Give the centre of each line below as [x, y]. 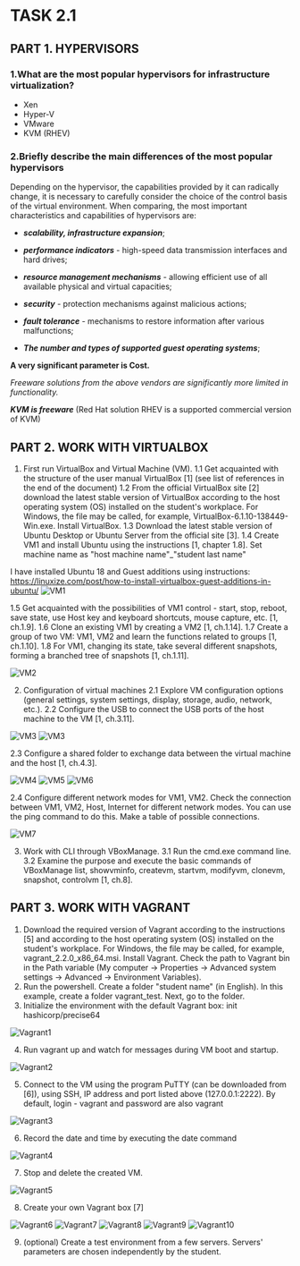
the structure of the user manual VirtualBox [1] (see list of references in [154, 478]
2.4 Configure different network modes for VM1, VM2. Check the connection [151, 797]
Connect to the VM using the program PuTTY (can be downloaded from [154, 1084]
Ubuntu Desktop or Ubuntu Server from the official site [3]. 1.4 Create [151, 535]
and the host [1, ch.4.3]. [54, 762]
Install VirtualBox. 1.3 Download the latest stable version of [165, 525]
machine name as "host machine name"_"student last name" [134, 554]
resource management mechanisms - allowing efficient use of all [145, 277]
